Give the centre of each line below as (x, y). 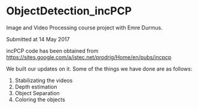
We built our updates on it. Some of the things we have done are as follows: (99, 69)
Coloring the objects (40, 99)
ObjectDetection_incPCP (69, 11)
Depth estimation (36, 87)
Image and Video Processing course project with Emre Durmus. (84, 28)
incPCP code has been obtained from (52, 51)
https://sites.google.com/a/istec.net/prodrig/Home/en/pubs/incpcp (89, 57)
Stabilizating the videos (44, 80)
